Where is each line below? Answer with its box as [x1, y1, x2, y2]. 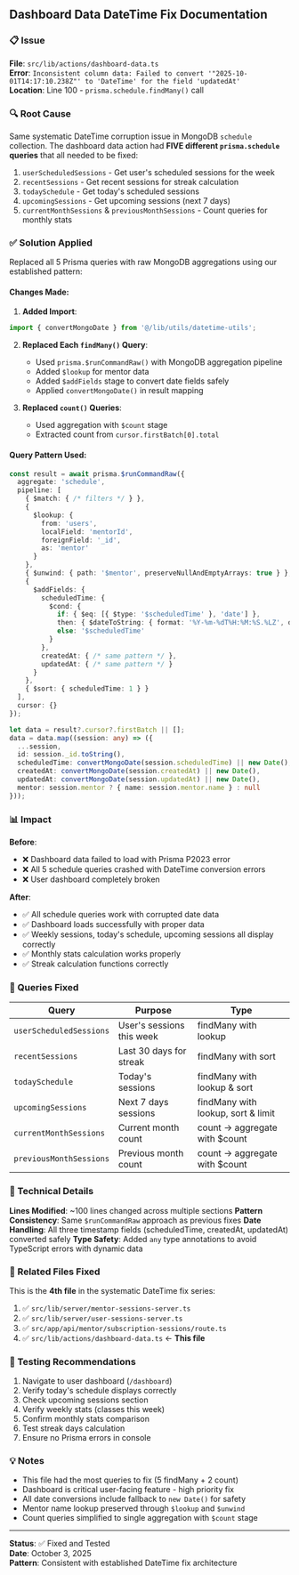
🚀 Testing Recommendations [9, 1355, 136, 1368]
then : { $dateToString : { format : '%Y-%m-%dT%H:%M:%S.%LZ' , [56, 618, 285, 627]
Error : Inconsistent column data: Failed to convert [9, 67, 205, 78]
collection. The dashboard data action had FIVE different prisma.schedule [9, 140, 280, 150]
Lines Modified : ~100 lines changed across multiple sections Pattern [9, 1205, 263, 1216]
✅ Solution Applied [9, 236, 93, 248]
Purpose [134, 1005, 172, 1017]
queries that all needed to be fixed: [9, 149, 139, 160]
